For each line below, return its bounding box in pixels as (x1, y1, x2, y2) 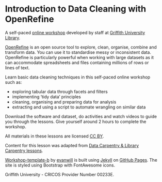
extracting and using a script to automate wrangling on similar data (12, 104, 146, 110)
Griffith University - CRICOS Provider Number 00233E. (5, 171, 114, 177)
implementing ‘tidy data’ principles (12, 93, 81, 100)
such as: (5, 79, 22, 85)
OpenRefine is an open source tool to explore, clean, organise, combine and (5, 44, 157, 50)
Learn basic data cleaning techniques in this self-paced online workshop (5, 74, 150, 80)
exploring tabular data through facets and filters (12, 89, 108, 94)
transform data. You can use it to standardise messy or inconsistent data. (5, 49, 151, 55)
